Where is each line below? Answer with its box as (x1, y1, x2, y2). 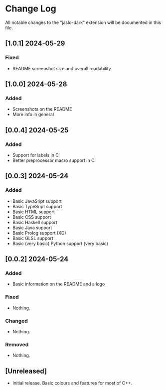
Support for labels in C (12, 152, 59, 158)
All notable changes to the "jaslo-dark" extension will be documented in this (5, 19, 161, 25)
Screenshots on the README (12, 106, 72, 112)
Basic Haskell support (12, 219, 57, 225)
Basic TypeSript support (12, 203, 62, 209)
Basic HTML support (12, 209, 55, 215)
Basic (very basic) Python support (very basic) (12, 240, 109, 247)
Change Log (5, 3, 56, 14)
